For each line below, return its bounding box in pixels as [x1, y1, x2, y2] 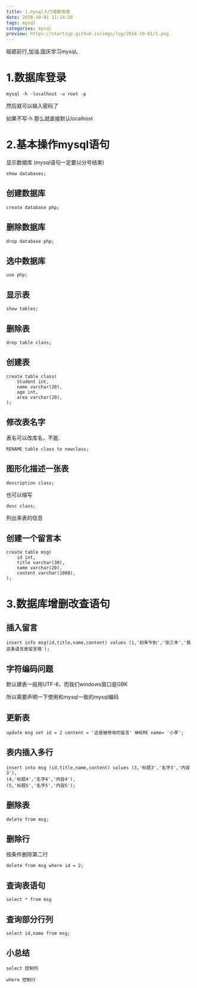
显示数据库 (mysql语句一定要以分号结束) [6, 159, 105, 166]
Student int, [17, 379, 49, 385]
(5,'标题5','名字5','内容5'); [6, 783, 76, 788]
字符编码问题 [6, 663, 54, 674]
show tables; [6, 306, 39, 312]
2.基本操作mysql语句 [6, 138, 110, 152]
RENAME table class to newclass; [6, 446, 89, 452]
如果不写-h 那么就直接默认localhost [6, 115, 93, 122]
